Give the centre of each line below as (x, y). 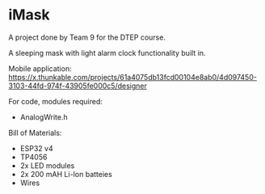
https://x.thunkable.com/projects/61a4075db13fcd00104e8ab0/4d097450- (132, 77)
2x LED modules (47, 165)
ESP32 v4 (37, 148)
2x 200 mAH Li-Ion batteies (66, 174)
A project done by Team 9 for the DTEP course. (87, 37)
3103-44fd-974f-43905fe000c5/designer (78, 86)
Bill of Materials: (35, 133)
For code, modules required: (56, 101)
